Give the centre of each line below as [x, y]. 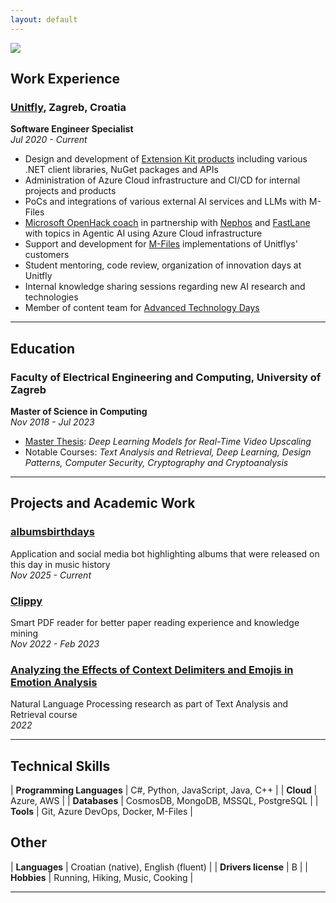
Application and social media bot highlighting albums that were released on [165, 553]
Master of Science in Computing [79, 411]
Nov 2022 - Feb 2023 [55, 643]
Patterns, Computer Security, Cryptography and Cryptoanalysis [156, 462]
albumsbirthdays [53, 532]
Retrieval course [44, 715]
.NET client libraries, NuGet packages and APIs [121, 170]
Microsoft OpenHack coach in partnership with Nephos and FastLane [167, 223]
